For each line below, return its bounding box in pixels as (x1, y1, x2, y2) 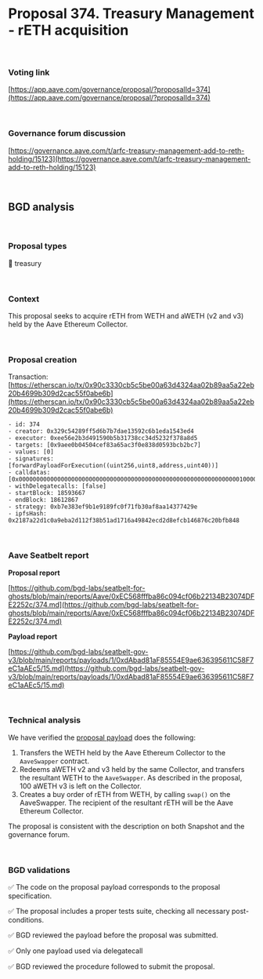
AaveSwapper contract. (19, 756, 90, 766)
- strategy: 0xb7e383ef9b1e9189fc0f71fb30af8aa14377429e (8, 503, 198, 511)
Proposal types (8, 241, 67, 252)
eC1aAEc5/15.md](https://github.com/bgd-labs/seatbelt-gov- (8, 664, 205, 673)
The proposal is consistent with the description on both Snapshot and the (8, 821, 245, 831)
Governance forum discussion (8, 128, 126, 139)
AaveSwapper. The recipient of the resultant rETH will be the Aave (19, 798, 233, 807)
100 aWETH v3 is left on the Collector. (19, 781, 142, 791)
